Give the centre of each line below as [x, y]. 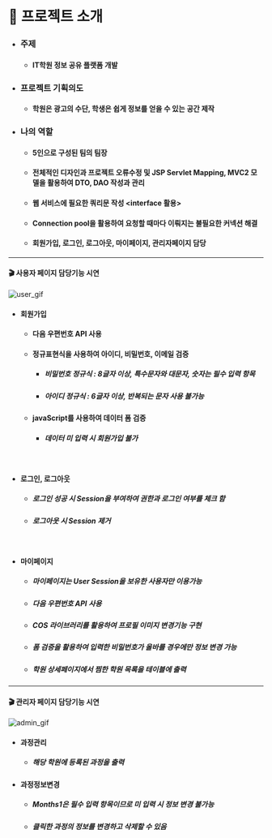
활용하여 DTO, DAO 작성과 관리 [96, 183]
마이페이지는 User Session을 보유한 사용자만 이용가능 [117, 582]
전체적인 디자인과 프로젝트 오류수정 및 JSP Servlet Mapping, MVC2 [140, 173]
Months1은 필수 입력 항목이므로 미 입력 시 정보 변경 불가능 [123, 805]
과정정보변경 [40, 784]
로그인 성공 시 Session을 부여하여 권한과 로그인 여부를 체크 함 [128, 499]
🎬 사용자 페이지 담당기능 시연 [54, 273]
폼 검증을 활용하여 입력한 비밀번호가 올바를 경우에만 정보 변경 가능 [134, 647]
